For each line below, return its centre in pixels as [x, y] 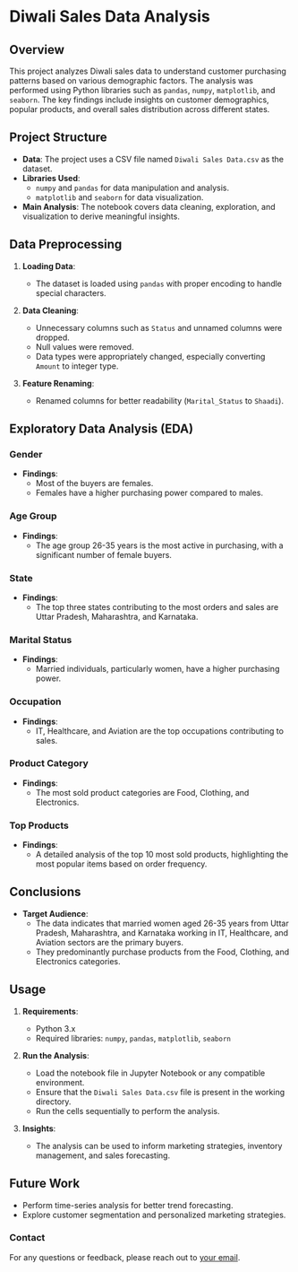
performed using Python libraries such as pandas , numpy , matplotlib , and [142, 90]
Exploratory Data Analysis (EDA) [102, 429]
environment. [60, 1082]
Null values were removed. [85, 346]
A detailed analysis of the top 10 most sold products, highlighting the [162, 855]
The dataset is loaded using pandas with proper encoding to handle [159, 283]
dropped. [52, 337]
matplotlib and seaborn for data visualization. [119, 197]
